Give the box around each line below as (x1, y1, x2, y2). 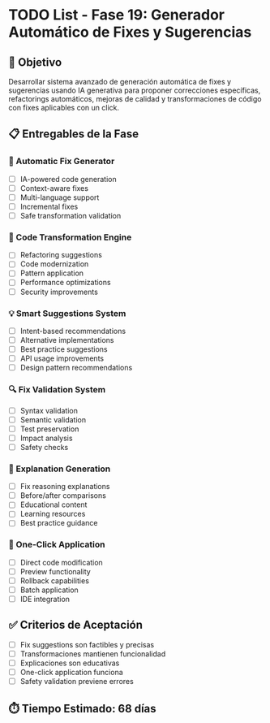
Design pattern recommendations (19, 363, 133, 373)
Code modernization (19, 259, 89, 269)
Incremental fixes (19, 201, 79, 211)
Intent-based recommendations (19, 326, 126, 336)
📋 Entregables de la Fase (8, 128, 139, 141)
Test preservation (19, 424, 79, 434)
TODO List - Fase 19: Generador (8, 6, 225, 24)
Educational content (19, 500, 88, 509)
